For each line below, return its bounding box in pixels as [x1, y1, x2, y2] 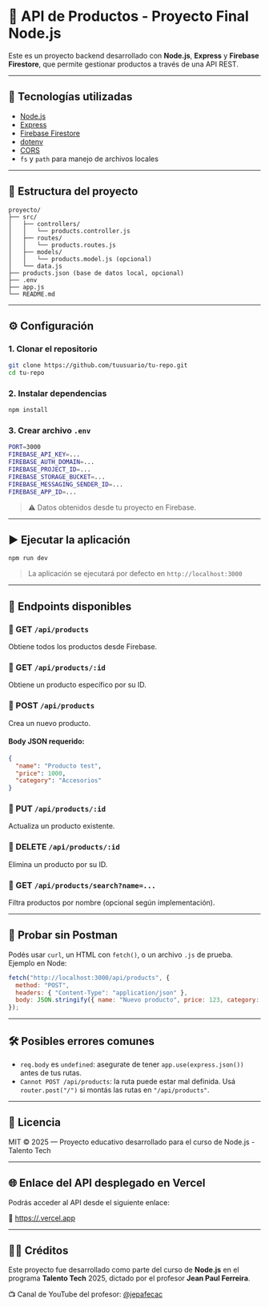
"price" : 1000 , [15, 769, 66, 777]
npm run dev [8, 555, 48, 563]
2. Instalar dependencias [8, 388, 107, 399]
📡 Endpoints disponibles [8, 599, 132, 613]
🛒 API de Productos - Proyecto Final [8, 7, 250, 26]
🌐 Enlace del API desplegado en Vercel [8, 1176, 206, 1190]
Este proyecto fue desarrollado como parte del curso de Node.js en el [8, 1265, 239, 1275]
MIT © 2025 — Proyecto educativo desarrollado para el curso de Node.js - [8, 1137, 255, 1147]
